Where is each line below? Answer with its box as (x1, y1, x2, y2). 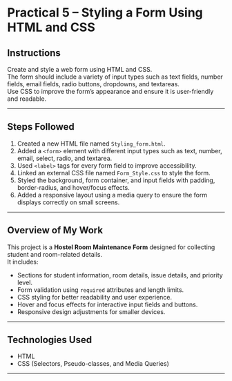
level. (17, 278, 33, 286)
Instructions (7, 47, 61, 59)
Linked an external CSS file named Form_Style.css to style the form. (17, 168, 211, 177)
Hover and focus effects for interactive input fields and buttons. (17, 300, 198, 309)
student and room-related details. (7, 250, 102, 258)
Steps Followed (7, 121, 75, 133)
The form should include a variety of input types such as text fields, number (7, 72, 223, 81)
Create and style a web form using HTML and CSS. (7, 66, 153, 73)
